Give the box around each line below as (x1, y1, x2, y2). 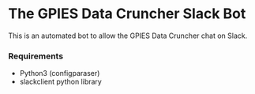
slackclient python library (19, 77, 103, 87)
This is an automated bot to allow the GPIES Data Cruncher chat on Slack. (8, 31, 248, 40)
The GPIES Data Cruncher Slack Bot (8, 5, 246, 23)
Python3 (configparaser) (19, 69, 100, 78)
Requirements (8, 51, 64, 62)
